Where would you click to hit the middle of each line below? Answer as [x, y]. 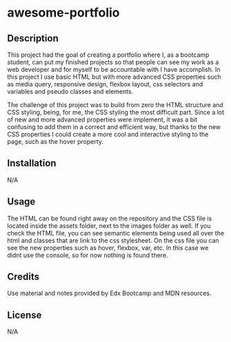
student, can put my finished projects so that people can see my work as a [113, 62]
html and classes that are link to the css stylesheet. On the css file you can [113, 240]
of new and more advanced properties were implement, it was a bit [102, 120]
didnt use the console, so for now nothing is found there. [88, 255]
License [24, 315]
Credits [23, 277]
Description [33, 38]
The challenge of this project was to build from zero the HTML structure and [115, 105]
